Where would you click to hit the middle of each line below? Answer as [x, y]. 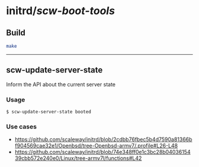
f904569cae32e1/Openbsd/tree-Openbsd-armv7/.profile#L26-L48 [96, 146]
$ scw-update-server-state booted [49, 112]
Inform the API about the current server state [61, 84]
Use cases [22, 126]
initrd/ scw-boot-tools [61, 11]
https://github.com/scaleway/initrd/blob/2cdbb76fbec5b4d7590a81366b [103, 139]
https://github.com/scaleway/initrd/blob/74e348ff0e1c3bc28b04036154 [102, 152]
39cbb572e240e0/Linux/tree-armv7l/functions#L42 [78, 158]
